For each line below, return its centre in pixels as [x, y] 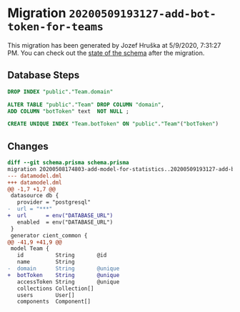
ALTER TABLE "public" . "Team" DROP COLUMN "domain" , [86, 105]
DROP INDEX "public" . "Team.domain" [60, 92]
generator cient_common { [49, 235]
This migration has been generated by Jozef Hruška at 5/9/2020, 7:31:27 [114, 45]
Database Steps [44, 75]
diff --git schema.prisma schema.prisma [69, 163]
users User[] [46, 295]
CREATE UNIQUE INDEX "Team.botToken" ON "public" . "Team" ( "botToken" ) [113, 124]
